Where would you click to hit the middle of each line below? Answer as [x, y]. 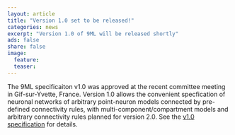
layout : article [31, 14]
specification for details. [42, 124]
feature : [27, 60]
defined [19, 109]
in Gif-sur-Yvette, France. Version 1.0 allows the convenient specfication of [116, 94]
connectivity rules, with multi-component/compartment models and [130, 109]
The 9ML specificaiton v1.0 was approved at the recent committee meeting [116, 86]
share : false [27, 47]
